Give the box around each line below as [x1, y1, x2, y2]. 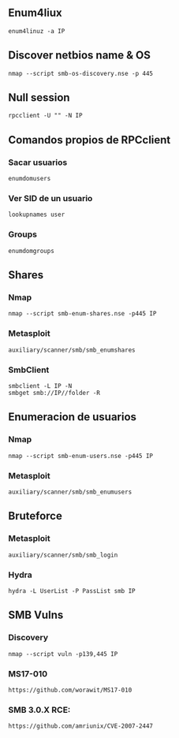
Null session [8, 91, 70, 105]
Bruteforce [8, 509, 63, 523]
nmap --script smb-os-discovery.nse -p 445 [8, 69, 154, 77]
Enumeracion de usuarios [8, 410, 136, 424]
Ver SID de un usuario [8, 193, 93, 204]
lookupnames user [8, 211, 65, 219]
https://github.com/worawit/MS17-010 [8, 686, 132, 694]
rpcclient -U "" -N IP [8, 112, 83, 120]
